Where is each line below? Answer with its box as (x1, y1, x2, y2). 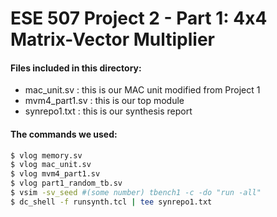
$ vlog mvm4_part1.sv (10, 169, 101, 179)
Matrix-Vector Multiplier (10, 28, 215, 51)
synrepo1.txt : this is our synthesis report (24, 105, 193, 117)
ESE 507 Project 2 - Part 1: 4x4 (10, 7, 268, 30)
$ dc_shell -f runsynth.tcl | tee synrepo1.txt (10, 197, 213, 207)
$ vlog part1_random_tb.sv (10, 178, 123, 189)
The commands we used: (10, 128, 118, 140)
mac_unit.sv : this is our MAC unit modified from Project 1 (24, 84, 261, 96)
